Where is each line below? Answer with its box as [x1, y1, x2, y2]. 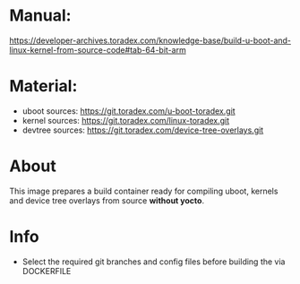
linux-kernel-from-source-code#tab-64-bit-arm [9, 44, 186, 55]
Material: [9, 76, 78, 97]
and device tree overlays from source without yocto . [9, 194, 204, 206]
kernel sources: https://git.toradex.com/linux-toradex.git [21, 115, 230, 125]
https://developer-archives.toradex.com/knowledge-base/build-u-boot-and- [9, 35, 292, 46]
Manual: [9, 5, 72, 26]
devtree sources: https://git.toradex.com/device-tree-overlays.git [21, 125, 264, 135]
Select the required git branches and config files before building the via [21, 256, 286, 267]
